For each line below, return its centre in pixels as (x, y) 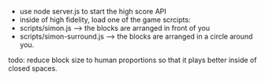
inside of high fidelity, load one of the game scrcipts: (105, 20)
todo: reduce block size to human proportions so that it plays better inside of (132, 60)
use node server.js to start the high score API (93, 11)
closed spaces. (33, 68)
